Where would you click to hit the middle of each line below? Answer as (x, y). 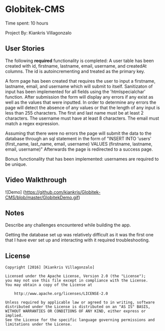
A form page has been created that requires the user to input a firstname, (80, 81)
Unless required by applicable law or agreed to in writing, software (80, 302)
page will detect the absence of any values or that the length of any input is (83, 107)
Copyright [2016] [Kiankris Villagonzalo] (50, 267)
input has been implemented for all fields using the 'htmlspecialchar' (76, 92)
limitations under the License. (39, 324)
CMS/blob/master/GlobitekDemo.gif (42, 197)
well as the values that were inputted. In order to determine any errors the (81, 102)
